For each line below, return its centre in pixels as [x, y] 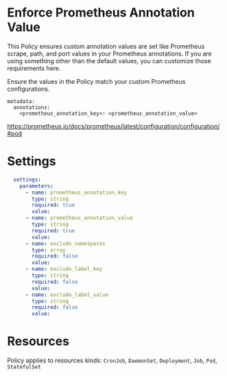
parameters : [36, 186]
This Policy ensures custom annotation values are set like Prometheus [106, 46]
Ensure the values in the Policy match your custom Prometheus [96, 81]
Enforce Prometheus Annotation [101, 13]
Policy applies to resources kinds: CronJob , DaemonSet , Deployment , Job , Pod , [112, 361]
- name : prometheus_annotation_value [79, 218]
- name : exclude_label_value [67, 295]
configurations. [28, 89]
